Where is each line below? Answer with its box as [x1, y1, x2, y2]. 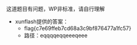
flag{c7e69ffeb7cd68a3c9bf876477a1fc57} [24, 25, 132, 32]
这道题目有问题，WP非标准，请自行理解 [6, 5, 105, 12]
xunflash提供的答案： [14, 18, 69, 25]
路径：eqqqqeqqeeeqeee [24, 32, 88, 39]
